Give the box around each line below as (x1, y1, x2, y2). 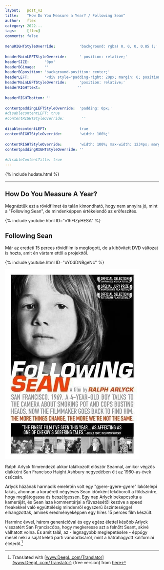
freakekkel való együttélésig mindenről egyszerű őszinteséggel (5, 504, 132, 510)
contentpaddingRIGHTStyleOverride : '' (5, 147, 84, 152)
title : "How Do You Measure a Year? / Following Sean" (5, 13, 125, 18)
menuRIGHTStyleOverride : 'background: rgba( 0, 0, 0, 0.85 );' (5, 44, 159, 49)
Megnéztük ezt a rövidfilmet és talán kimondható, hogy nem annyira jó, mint (5, 203, 158, 209)
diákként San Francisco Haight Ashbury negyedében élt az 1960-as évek (5, 469, 151, 475)
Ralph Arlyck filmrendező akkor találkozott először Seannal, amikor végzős (5, 464, 155, 469)
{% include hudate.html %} (5, 171, 60, 177)
